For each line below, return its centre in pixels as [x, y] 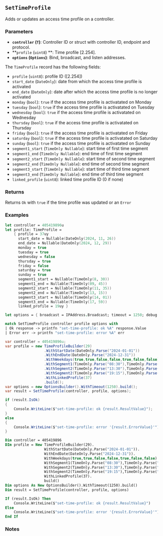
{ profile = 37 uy [31, 234]
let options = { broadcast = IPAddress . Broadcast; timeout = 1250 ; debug [81, 315]
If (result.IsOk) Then [28, 499]
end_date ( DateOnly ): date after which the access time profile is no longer [85, 92]
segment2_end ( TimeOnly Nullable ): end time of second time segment [81, 164]
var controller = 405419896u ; [36, 341]
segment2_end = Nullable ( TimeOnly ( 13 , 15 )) [63, 293]
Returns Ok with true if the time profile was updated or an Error [68, 203]
